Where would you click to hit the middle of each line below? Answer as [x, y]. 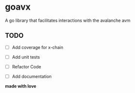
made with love [21, 86]
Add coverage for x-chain [38, 47]
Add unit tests [26, 57]
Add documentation [32, 76]
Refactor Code [26, 66]
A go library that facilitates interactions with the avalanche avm [68, 20]
